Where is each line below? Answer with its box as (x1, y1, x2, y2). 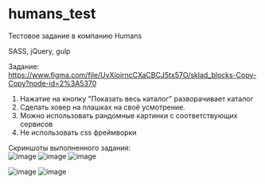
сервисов (19, 119, 53, 128)
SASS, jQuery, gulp (8, 46, 71, 56)
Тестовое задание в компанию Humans (8, 31, 142, 40)
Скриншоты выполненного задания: (8, 143, 131, 152)
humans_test (8, 5, 96, 23)
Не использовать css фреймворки (19, 128, 137, 137)
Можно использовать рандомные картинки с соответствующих (19, 110, 238, 120)
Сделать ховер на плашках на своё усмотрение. (19, 102, 185, 112)
